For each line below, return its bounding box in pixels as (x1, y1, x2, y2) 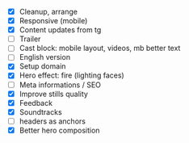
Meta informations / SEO (19, 80, 102, 90)
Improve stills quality (19, 89, 88, 99)
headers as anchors (19, 116, 86, 126)
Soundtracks (19, 107, 62, 116)
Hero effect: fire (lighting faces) (19, 70, 124, 80)
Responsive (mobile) (19, 16, 88, 26)
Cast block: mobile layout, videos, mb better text (19, 44, 181, 53)
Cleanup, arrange (19, 7, 78, 16)
